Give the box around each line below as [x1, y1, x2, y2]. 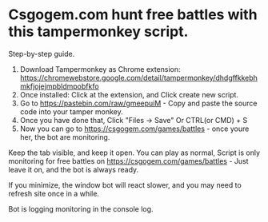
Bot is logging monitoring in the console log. [8, 204, 154, 213]
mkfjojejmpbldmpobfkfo [19, 81, 99, 91]
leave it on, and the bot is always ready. [8, 165, 139, 174]
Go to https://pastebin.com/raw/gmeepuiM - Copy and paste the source [19, 98, 258, 108]
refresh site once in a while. [8, 188, 100, 198]
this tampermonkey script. [8, 22, 189, 41]
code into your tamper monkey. [19, 106, 123, 117]
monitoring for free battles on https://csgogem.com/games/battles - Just [8, 156, 250, 165]
